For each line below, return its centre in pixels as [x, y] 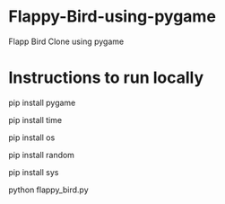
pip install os [32, 137]
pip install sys [34, 172]
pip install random [42, 155]
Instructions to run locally [106, 78]
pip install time [35, 120]
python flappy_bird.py [48, 190]
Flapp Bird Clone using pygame [66, 41]
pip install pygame [42, 102]
